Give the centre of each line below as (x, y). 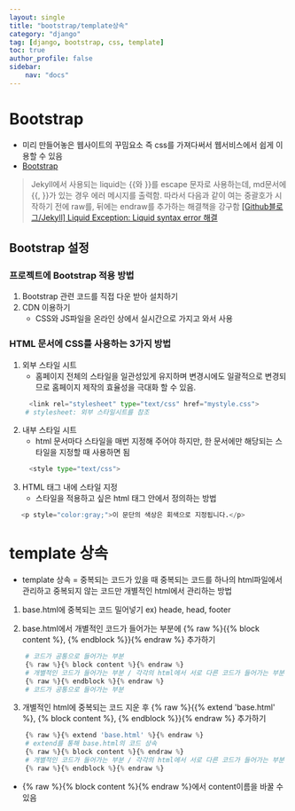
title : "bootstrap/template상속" (69, 26)
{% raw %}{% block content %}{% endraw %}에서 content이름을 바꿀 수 (152, 786)
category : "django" (45, 34)
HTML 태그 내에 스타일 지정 (70, 487)
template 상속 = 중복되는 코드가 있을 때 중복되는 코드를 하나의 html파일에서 (152, 580)
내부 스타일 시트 (49, 430)
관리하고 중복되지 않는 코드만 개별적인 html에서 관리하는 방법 (127, 591)
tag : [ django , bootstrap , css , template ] (87, 42)
